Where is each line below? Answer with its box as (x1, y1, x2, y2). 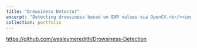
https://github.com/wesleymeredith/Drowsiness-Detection (6, 36, 147, 43)
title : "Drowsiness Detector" (6, 8, 80, 15)
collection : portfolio (6, 19, 62, 25)
